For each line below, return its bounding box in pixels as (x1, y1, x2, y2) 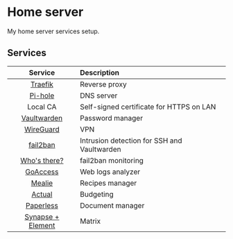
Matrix (79, 216, 101, 226)
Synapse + (24, 212, 60, 222)
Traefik (30, 79, 54, 89)
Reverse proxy (79, 79, 127, 89)
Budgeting (79, 189, 114, 199)
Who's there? (20, 155, 64, 165)
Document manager (79, 200, 145, 210)
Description (79, 67, 120, 77)
